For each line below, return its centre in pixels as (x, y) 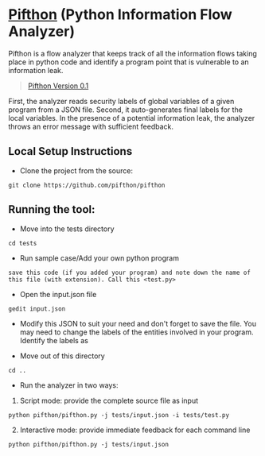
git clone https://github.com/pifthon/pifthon (87, 185)
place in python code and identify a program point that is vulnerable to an (129, 62)
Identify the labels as (54, 340)
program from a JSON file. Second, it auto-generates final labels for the (125, 110)
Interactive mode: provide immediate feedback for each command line (135, 430)
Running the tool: (52, 209)
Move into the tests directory (67, 229)
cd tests (23, 243)
